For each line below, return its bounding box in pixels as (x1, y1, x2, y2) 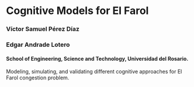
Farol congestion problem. (6, 74, 70, 81)
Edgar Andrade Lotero (6, 41, 70, 49)
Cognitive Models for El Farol (6, 4, 149, 18)
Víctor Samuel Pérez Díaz (6, 25, 80, 33)
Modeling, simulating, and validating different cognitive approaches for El (6, 68, 182, 75)
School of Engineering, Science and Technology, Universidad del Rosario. (6, 55, 189, 62)
